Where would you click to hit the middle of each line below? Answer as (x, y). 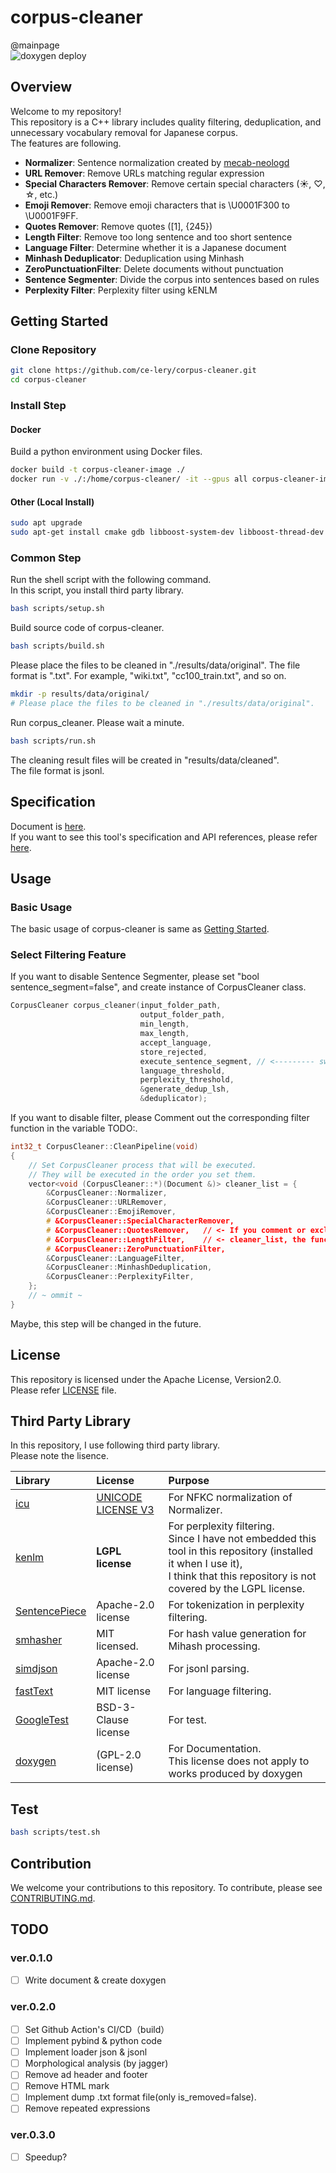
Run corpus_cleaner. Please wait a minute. (97, 722)
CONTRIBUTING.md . (53, 1898)
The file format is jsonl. (57, 770)
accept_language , (176, 1042)
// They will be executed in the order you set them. (142, 1174)
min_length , (164, 1024)
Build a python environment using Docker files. (106, 452)
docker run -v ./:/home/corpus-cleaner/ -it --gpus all (129, 479)
